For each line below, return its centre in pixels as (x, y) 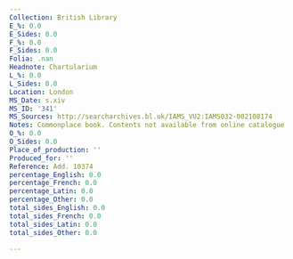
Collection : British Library (63, 17)
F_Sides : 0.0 (33, 51)
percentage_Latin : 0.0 (51, 191)
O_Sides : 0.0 (33, 142)
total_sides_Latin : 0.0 (53, 224)
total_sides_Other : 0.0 (53, 232)
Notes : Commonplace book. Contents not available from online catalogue (147, 125)
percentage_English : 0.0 (55, 174)
